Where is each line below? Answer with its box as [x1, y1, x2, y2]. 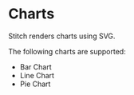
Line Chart [19, 70, 54, 80]
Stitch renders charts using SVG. [8, 31, 116, 41]
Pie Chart [19, 79, 51, 89]
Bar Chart [19, 61, 52, 72]
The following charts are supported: [8, 46, 126, 56]
